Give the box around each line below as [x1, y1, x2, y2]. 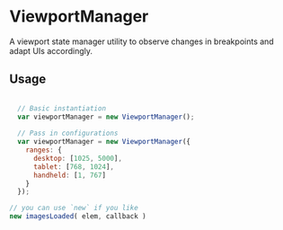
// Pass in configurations [17, 128, 119, 138]
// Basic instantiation [17, 103, 106, 113]
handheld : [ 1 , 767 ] [32, 171, 106, 180]
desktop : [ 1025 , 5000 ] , [32, 154, 123, 163]
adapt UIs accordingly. [9, 45, 93, 56]
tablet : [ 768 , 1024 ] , [32, 162, 115, 172]
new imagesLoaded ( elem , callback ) [9, 212, 146, 221]
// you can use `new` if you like [9, 204, 139, 213]
